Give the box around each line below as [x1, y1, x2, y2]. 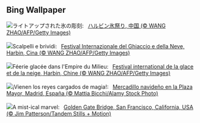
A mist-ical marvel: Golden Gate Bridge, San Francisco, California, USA [12, 103, 194, 111]
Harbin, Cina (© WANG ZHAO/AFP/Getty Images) [6, 49, 130, 56]
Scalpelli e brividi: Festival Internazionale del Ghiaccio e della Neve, [12, 42, 185, 50]
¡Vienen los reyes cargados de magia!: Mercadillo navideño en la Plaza [12, 83, 193, 91]
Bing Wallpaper [6, 5, 66, 15]
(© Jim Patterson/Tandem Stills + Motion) [6, 110, 111, 117]
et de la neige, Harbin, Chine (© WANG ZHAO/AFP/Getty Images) [6, 69, 171, 76]
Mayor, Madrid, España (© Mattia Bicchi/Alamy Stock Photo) [6, 89, 158, 97]
